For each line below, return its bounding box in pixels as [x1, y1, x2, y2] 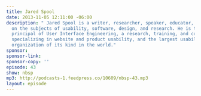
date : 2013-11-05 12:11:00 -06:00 [6, 14, 93, 20]
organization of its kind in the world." [11, 42, 117, 48]
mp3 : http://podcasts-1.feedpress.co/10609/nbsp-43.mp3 [6, 75, 148, 81]
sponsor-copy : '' [6, 58, 50, 64]
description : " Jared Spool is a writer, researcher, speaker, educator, [6, 20, 194, 26]
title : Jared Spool [6, 8, 55, 15]
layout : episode [6, 81, 47, 87]
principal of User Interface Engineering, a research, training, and [11, 31, 188, 37]
